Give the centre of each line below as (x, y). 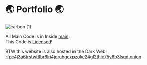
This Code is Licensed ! (29, 42)
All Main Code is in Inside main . (38, 36)
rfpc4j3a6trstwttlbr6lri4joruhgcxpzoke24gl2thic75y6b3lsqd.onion (73, 57)
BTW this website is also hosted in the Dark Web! (56, 51)
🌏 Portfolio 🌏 (35, 10)
